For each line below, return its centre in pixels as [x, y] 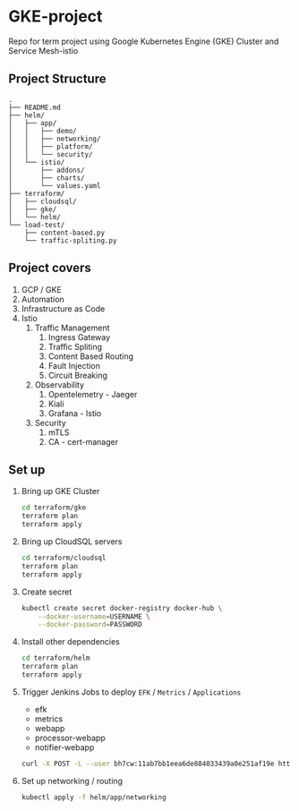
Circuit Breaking [78, 375]
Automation [43, 299]
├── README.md [35, 107]
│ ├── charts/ [47, 178]
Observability [60, 384]
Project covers [50, 268]
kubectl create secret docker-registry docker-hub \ [122, 608]
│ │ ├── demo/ [43, 131]
